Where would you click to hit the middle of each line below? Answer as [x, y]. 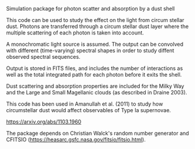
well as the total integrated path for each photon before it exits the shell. [94, 74]
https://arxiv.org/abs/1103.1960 [44, 122]
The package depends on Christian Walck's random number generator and [98, 133]
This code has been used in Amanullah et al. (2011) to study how [84, 104]
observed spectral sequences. [43, 57]
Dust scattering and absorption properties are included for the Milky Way [95, 86]
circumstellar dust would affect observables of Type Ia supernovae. [89, 110]
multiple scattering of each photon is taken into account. [75, 33]
